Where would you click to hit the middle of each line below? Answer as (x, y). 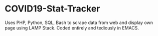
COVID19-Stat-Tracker (52, 9)
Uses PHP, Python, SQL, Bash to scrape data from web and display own (79, 22)
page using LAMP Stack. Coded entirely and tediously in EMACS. (72, 27)
